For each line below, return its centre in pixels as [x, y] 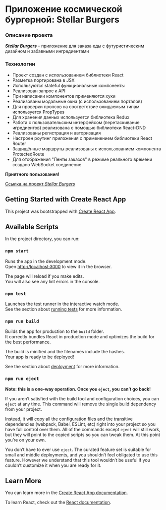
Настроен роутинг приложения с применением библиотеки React [82, 138]
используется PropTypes [38, 112]
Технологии [20, 64]
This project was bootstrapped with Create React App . [61, 211]
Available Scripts [32, 227]
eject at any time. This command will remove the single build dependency [81, 404]
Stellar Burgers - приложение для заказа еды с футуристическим [75, 46]
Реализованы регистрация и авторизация [56, 133]
